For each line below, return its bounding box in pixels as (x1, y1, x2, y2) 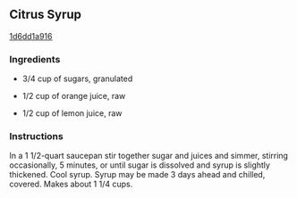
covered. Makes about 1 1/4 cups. (9, 178, 133, 190)
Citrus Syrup (9, 7, 82, 22)
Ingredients (9, 53, 61, 65)
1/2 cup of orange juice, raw (21, 91, 126, 102)
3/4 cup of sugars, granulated (21, 73, 133, 84)
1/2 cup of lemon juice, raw (21, 108, 123, 119)
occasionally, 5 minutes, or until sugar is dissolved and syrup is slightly (9, 160, 271, 170)
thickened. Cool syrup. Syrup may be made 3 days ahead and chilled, (9, 169, 266, 180)
